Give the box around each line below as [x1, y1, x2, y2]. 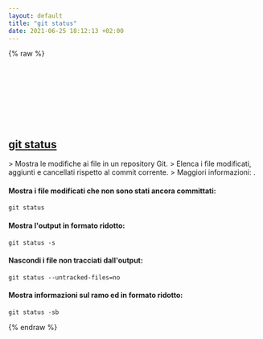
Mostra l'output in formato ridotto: [8, 221, 125, 230]
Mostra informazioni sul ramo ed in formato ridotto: [8, 291, 183, 300]
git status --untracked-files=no [8, 273, 121, 282]
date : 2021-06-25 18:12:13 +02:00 [8, 27, 125, 35]
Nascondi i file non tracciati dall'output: [8, 255, 143, 266]
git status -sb [8, 308, 60, 316]
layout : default [8, 11, 63, 20]
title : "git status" [8, 19, 78, 27]
